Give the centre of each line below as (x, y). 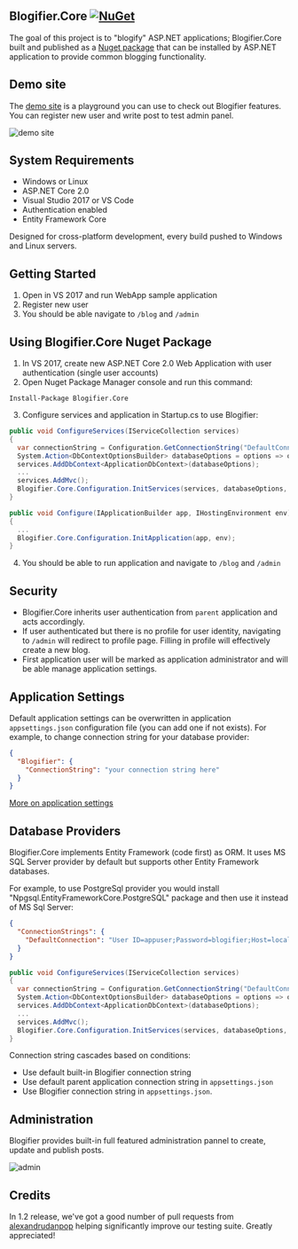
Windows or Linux (55, 182)
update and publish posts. (57, 1151)
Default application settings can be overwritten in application (120, 718)
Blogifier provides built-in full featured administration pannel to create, (137, 1141)
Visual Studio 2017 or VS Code (78, 200)
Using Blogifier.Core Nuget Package (111, 342)
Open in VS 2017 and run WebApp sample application (120, 295)
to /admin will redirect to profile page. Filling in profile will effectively (146, 640)
